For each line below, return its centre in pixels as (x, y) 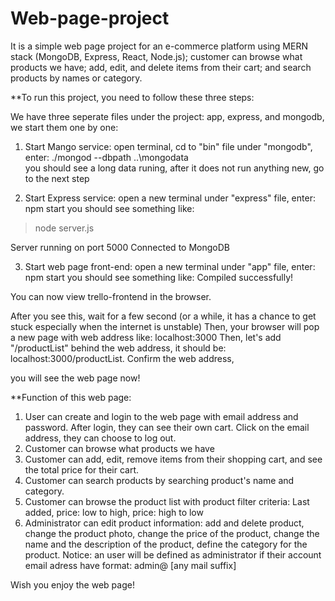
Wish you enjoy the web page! (72, 584)
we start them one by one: (64, 127)
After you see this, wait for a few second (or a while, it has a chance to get (163, 316)
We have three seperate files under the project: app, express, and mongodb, (167, 116)
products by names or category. (76, 78)
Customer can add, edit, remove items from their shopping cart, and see (173, 459)
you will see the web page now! (75, 378)
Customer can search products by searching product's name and (159, 480)
